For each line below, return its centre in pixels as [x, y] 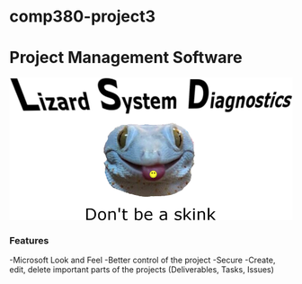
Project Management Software [126, 58]
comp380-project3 [82, 17]
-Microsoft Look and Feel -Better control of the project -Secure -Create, [142, 260]
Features [29, 240]
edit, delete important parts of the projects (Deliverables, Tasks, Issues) [142, 270]
